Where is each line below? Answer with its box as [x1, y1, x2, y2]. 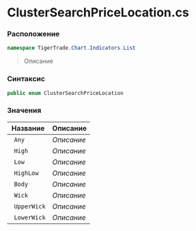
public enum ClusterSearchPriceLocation [7, 90, 124, 96]
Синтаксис [7, 74, 46, 83]
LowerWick [14, 213, 46, 221]
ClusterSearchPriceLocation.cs [7, 5, 190, 21]
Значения [7, 106, 42, 116]
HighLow [14, 169, 39, 177]
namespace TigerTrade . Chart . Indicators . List [7, 44, 136, 52]
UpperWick [14, 202, 46, 210]
